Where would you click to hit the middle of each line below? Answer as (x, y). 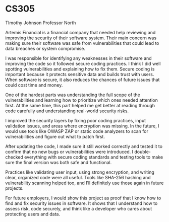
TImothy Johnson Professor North (41, 23)
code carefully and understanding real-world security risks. (67, 111)
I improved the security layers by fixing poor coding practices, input (76, 120)
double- (143, 152)
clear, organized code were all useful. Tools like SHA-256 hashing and (78, 177)
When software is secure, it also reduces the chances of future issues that (82, 80)
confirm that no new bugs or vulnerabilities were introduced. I (69, 152)
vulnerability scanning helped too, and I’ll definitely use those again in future (84, 183)
